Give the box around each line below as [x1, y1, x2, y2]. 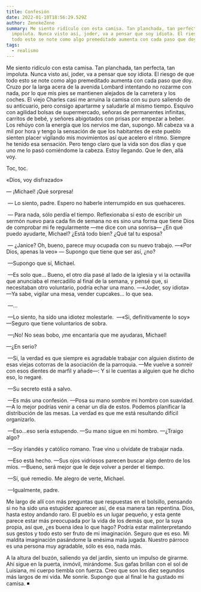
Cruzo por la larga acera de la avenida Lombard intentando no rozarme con [6, 83, 191, 90]
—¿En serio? [6, 343, 37, 350]
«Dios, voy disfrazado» [6, 176, 63, 183]
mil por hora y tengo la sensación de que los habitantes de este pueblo [6, 127, 181, 135]
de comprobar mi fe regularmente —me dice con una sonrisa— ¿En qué [6, 224, 183, 231]
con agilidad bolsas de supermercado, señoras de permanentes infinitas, [6, 108, 187, 115]
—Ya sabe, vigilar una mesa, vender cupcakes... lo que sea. [6, 290, 153, 297]
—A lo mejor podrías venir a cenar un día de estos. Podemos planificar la [6, 403, 186, 410]
